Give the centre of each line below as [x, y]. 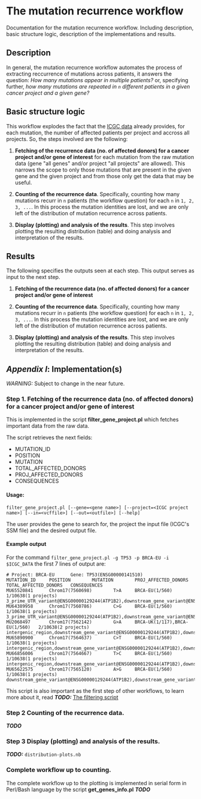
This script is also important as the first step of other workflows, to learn [95, 690]
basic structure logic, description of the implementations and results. [91, 34]
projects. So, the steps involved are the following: [67, 139]
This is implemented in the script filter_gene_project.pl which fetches [92, 420]
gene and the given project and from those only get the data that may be [104, 176]
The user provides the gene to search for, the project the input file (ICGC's [98, 524]
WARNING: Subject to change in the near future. [66, 384]
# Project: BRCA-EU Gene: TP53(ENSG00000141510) [75, 575]
